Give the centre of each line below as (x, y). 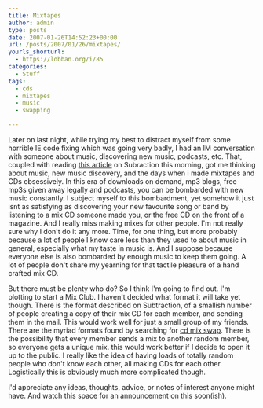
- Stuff (28, 74)
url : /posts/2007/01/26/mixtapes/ (65, 45)
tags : (17, 81)
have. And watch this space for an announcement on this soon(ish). (117, 395)
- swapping (33, 111)
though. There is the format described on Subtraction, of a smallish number (130, 305)
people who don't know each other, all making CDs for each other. (115, 364)
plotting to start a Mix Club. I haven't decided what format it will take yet (124, 297)
